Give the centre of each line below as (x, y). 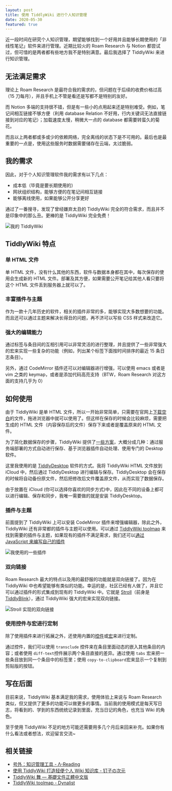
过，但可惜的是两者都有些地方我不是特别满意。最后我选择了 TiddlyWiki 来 (83, 52)
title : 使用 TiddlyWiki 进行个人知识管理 (46, 15)
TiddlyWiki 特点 (31, 244)
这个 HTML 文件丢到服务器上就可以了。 (47, 285)
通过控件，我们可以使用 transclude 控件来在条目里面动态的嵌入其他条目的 (83, 647)
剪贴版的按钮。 (21, 666)
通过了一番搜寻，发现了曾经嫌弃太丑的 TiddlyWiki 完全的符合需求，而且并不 (85, 209)
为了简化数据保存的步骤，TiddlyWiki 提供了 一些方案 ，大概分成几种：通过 (82, 442)
